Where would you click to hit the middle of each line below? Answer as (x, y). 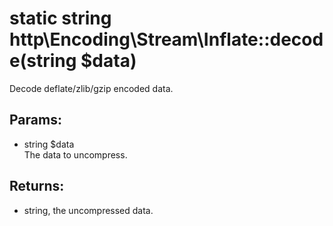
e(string (43, 61)
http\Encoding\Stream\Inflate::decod (166, 39)
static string (60, 18)
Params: (35, 120)
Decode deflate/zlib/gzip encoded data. (91, 88)
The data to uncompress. (75, 154)
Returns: (37, 186)
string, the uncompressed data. (88, 210)
